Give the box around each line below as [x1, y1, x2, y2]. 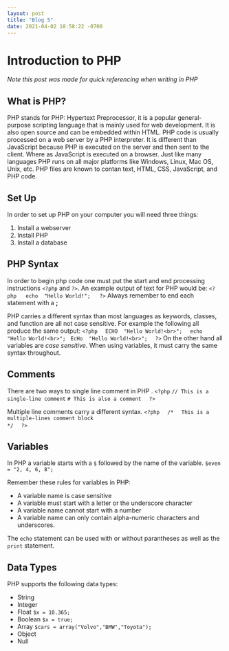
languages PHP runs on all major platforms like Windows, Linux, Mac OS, [7, 158, 214, 166]
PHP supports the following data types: [7, 580, 118, 588]
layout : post [7, 10, 45, 17]
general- [177, 114, 202, 122]
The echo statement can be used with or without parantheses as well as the [7, 535, 220, 543]
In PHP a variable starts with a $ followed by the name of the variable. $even [7, 459, 221, 467]
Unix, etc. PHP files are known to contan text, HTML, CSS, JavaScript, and [7, 165, 218, 173]
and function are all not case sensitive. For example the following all [7, 319, 199, 327]
